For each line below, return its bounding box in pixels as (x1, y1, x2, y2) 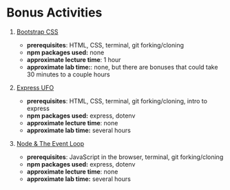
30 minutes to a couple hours (26, 70, 111, 78)
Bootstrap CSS (16, 28, 59, 36)
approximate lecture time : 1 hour (26, 55, 121, 63)
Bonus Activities (6, 5, 103, 21)
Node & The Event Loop (16, 139, 85, 147)
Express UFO (16, 83, 54, 92)
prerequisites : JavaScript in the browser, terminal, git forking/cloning (26, 153, 224, 161)
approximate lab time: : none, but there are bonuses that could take (26, 63, 218, 71)
